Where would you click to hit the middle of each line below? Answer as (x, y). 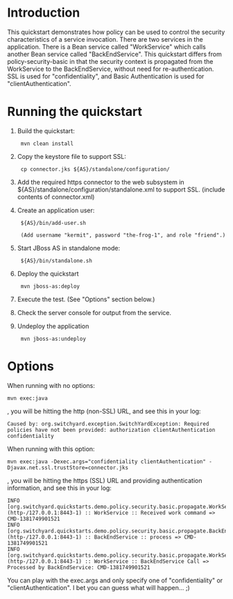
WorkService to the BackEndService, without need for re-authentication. (111, 69)
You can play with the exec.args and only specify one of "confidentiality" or (115, 580)
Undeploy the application (53, 326)
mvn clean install (47, 144)
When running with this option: (51, 448)
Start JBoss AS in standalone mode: (68, 248)
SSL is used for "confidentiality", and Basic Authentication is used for (106, 76)
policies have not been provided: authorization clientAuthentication (111, 430)
